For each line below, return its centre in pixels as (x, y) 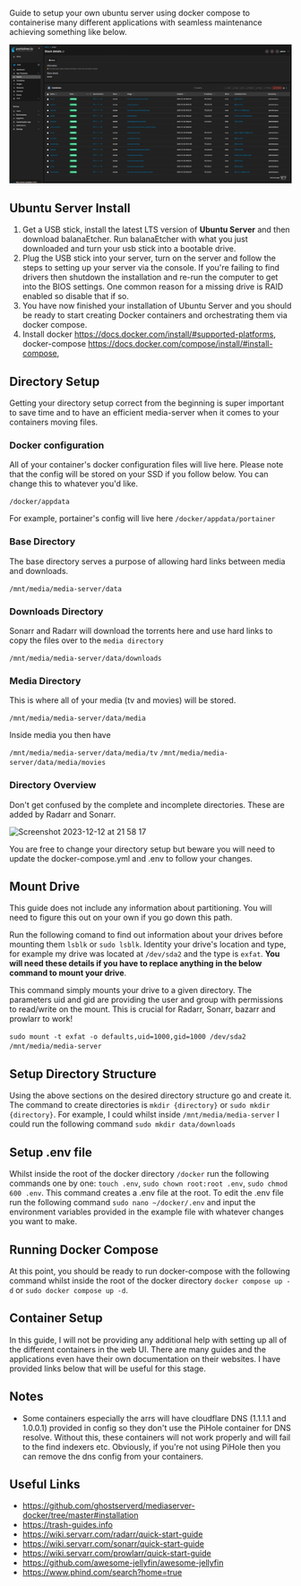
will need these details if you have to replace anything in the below (136, 964)
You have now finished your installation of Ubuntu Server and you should (157, 306)
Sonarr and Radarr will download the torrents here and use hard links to (141, 631)
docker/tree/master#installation (80, 1515)
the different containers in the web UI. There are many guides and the (138, 1349)
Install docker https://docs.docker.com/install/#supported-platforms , (149, 334)
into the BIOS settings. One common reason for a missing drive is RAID (153, 287)
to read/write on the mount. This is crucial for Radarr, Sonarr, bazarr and (142, 1009)
